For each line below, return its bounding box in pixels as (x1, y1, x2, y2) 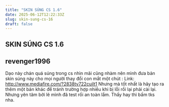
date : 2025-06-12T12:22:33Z (5, 12, 65, 17)
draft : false (5, 21, 33, 27)
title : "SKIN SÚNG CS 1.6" (5, 7, 62, 13)
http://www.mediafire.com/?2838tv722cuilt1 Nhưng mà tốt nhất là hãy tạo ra (5, 81, 164, 87)
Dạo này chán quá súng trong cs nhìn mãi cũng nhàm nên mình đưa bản (5, 70, 155, 76)
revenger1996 (5, 57, 51, 66)
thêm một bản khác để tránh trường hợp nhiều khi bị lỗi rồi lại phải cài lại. (5, 86, 157, 92)
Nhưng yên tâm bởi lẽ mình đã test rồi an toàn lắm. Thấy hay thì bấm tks (5, 91, 155, 98)
